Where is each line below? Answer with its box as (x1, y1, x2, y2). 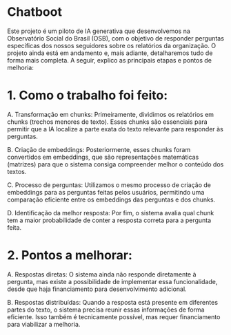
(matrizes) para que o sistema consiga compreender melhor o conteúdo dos (7, 160, 224, 169)
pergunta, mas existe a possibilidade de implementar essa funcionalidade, (7, 277, 218, 285)
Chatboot (7, 4, 62, 20)
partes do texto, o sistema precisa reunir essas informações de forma (7, 305, 205, 314)
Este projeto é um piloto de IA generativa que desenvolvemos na (7, 27, 191, 35)
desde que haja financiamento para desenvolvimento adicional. (7, 285, 188, 293)
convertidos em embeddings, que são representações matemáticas (7, 153, 199, 161)
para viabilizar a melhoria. (7, 320, 81, 328)
